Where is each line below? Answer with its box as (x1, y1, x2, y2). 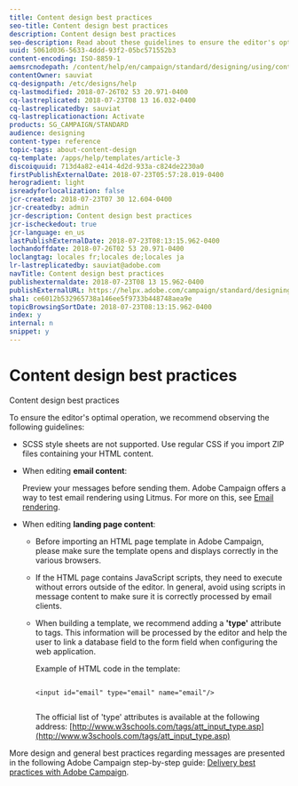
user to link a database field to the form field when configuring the (35, 637, 278, 647)
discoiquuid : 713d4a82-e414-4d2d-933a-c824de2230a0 (9, 162, 204, 171)
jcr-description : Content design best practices (9, 211, 192, 221)
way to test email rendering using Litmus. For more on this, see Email (21, 492, 274, 502)
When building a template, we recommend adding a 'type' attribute (35, 617, 282, 628)
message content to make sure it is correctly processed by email (35, 590, 272, 601)
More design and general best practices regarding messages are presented (9, 748, 286, 758)
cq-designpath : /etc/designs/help (9, 79, 137, 88)
